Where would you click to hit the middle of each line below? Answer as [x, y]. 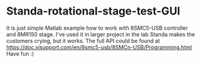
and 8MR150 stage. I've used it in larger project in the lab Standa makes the [101, 34]
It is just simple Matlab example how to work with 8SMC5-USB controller [97, 28]
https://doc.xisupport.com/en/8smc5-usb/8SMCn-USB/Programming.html [99, 47]
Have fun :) [20, 53]
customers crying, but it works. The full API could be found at [83, 41]
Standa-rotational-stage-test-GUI [93, 11]
